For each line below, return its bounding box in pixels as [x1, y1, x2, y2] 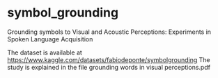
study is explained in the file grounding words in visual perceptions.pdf [7, 63, 211, 71]
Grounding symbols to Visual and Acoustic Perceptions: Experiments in [7, 28, 211, 36]
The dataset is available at [7, 48, 82, 57]
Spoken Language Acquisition [7, 35, 93, 43]
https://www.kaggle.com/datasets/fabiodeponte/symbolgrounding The [7, 55, 210, 64]
